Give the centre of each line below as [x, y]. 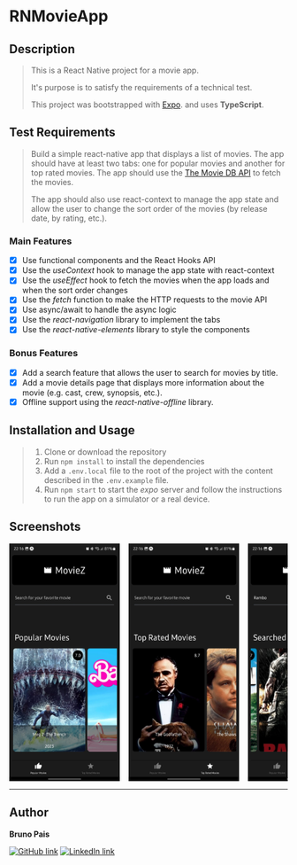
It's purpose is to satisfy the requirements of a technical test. [141, 87]
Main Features [41, 241]
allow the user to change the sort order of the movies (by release [149, 208]
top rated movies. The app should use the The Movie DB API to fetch [156, 172]
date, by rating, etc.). [69, 218]
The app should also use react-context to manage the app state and [155, 199]
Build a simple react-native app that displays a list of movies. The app [157, 153]
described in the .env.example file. [107, 479]
